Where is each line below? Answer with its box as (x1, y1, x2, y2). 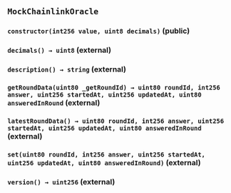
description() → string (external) (7, 64, 127, 74)
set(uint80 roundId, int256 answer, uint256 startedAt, (7, 150, 205, 159)
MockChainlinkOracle (7, 6, 99, 17)
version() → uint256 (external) (7, 177, 115, 187)
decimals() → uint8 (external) (7, 45, 112, 55)
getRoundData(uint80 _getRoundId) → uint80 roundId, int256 (7, 84, 221, 92)
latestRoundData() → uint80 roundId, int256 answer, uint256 (7, 117, 225, 125)
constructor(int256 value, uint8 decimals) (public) (7, 26, 190, 36)
